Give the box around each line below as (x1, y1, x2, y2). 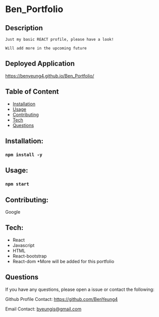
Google (5, 209, 21, 215)
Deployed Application (5, 59, 75, 68)
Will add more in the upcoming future (5, 46, 87, 51)
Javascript (12, 242, 35, 248)
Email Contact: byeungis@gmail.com (5, 306, 82, 312)
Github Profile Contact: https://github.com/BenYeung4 (5, 296, 118, 302)
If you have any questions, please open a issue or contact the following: (5, 286, 155, 292)
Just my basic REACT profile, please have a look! (5, 37, 114, 42)
